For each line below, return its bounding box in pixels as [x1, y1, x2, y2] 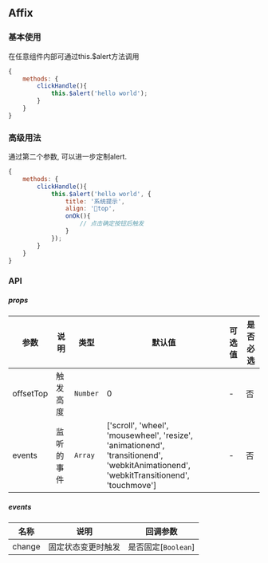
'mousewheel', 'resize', [106, 430, 194, 441]
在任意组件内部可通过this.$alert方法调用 [8, 51, 140, 61]
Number [74, 389, 100, 398]
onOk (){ [65, 212, 91, 220]
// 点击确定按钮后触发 [79, 219, 144, 228]
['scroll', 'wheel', [106, 420, 169, 431]
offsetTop [12, 388, 49, 400]
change [12, 541, 41, 553]
